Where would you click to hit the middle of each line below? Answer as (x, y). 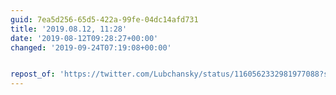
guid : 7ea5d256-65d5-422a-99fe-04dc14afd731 (104, 19)
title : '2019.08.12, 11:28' (69, 29)
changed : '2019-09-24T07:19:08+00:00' (91, 47)
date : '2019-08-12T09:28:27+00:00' (84, 38)
